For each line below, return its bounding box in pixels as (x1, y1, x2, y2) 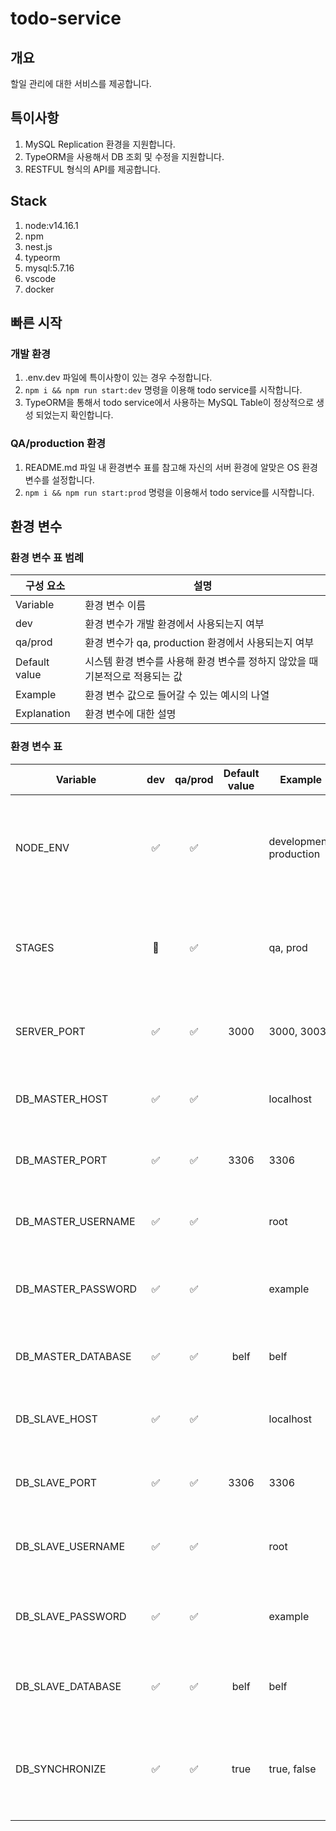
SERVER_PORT (15, 1024, 86, 1038)
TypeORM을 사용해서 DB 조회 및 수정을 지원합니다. (24, 150, 225, 162)
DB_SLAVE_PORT (15, 1475, 98, 1489)
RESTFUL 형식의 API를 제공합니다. (24, 163, 161, 175)
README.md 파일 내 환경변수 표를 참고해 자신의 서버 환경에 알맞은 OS (24, 461, 300, 473)
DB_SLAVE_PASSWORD (15, 1609, 127, 1623)
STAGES (15, 940, 55, 954)
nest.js (24, 240, 53, 252)
